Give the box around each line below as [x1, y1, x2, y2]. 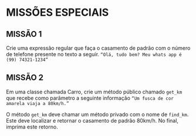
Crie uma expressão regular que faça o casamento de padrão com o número [6, 44, 191, 51]
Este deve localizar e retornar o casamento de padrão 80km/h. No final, [6, 117, 178, 124]
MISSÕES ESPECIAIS [6, 6, 109, 19]
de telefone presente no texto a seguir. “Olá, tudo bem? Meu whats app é [6, 51, 182, 58]
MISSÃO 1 [6, 29, 42, 39]
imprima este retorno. [6, 123, 59, 130]
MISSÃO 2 [6, 73, 44, 83]
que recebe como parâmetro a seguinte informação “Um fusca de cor [6, 94, 174, 102]
